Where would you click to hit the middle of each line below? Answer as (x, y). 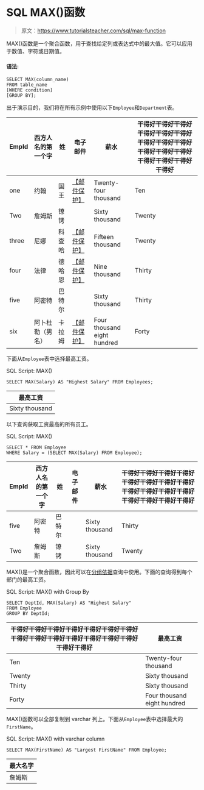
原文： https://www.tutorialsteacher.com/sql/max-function (93, 30)
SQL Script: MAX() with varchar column (56, 739)
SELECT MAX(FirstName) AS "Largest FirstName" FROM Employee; (87, 750)
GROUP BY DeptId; (28, 614)
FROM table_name (27, 85)
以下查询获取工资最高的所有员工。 (49, 424)
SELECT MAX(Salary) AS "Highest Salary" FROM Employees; (80, 382)
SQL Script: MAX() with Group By (48, 592)
